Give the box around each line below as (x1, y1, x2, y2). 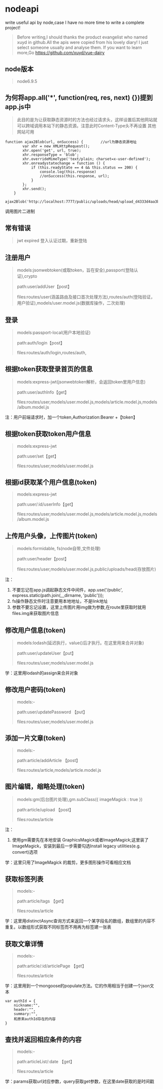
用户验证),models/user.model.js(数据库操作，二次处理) (16, 300, 126, 306)
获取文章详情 (5, 939, 44, 948)
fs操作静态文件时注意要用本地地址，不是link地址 (12, 598, 108, 604)
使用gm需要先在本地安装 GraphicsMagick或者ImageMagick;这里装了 (12, 837, 149, 842)
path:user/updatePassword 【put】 (16, 709, 87, 715)
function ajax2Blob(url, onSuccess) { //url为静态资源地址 (5, 139, 137, 144)
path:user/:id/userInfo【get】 (16, 501, 76, 507)
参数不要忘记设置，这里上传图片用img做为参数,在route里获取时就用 (12, 604, 147, 610)
